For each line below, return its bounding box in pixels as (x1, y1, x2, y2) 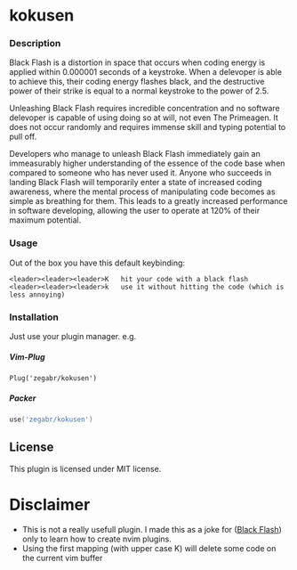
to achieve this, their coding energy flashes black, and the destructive (9, 77, 265, 87)
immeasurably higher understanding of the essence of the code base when (9, 158, 285, 169)
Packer (9, 393, 36, 403)
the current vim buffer (21, 552, 103, 563)
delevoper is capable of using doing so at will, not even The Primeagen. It (9, 112, 278, 123)
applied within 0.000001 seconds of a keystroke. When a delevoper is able (9, 67, 283, 77)
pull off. (9, 131, 37, 142)
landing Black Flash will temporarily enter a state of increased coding (9, 177, 262, 188)
